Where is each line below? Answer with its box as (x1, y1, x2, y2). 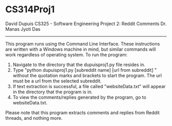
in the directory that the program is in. (12, 89, 93, 95)
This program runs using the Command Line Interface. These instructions (5, 40, 160, 47)
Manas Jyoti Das (5, 26, 41, 32)
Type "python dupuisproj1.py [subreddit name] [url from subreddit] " (12, 67, 157, 73)
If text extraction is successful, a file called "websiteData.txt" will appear (12, 83, 166, 89)
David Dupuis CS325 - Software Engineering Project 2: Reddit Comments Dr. (5, 20, 167, 27)
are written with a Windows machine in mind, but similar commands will (5, 46, 156, 52)
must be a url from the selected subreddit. (12, 78, 102, 84)
